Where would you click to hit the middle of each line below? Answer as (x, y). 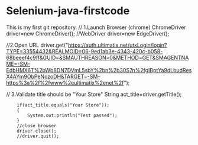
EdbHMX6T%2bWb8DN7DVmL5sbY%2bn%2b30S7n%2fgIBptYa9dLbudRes (99, 70)
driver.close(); (37, 131)
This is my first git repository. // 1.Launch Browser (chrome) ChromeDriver (96, 27)
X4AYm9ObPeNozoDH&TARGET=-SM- (53, 76)
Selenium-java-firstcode (68, 11)
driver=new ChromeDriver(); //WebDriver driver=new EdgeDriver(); (88, 33)
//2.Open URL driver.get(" (37, 45)
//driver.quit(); (38, 136)
